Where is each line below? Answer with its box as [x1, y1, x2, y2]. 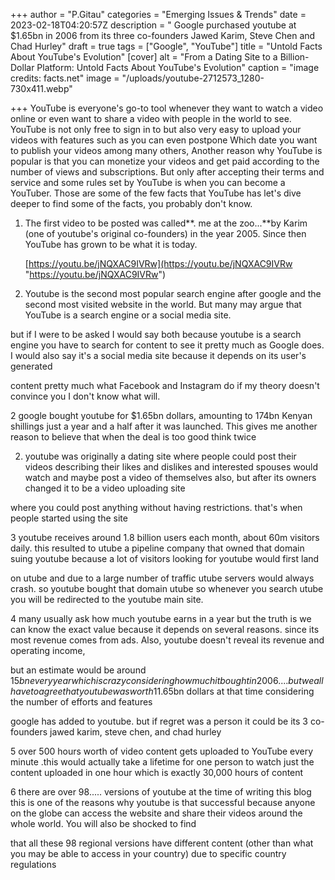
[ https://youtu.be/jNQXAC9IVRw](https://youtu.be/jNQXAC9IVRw [24, 258, 293, 269]
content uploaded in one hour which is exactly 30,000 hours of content [10, 767, 304, 778]
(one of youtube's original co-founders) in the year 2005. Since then [24, 228, 307, 239]
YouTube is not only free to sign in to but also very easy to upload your [10, 124, 302, 135]
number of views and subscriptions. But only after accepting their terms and [10, 166, 325, 178]
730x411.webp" [10, 83, 73, 94]
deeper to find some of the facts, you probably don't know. [10, 198, 253, 209]
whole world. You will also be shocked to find [10, 818, 197, 829]
